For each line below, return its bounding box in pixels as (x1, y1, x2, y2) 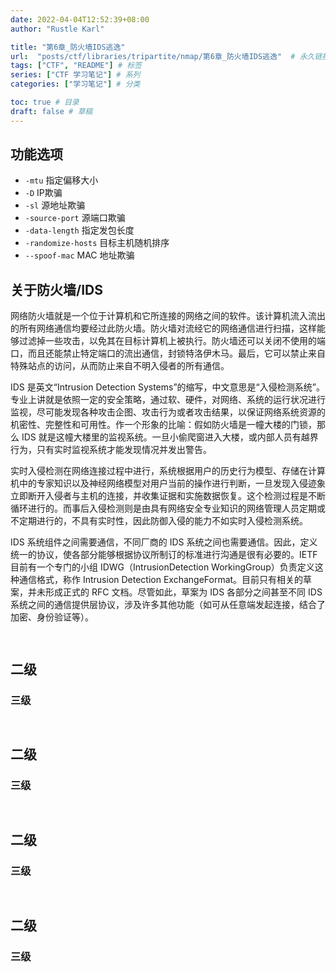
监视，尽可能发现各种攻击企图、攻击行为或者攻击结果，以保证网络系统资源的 (10, 406, 326, 418)
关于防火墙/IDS (10, 281, 103, 298)
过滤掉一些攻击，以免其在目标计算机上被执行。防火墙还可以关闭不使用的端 (18, 335, 326, 347)
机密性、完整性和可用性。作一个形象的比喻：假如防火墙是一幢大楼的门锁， (10, 419, 317, 431)
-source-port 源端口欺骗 (24, 212, 126, 224)
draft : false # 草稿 (10, 106, 93, 116)
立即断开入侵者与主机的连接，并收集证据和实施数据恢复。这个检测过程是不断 (10, 490, 326, 502)
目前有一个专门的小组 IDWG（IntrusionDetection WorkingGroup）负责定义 (10, 561, 315, 573)
